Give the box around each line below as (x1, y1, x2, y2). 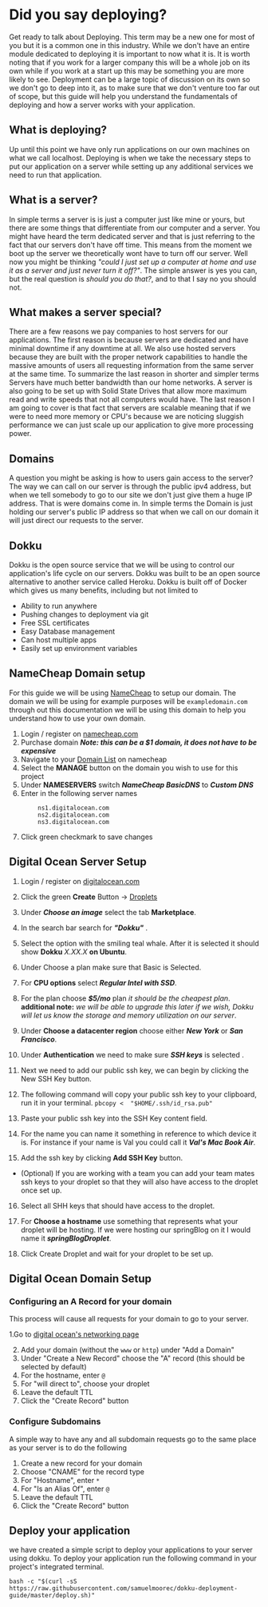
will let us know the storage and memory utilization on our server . (20, 1010, 237, 1020)
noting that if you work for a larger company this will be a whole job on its (9, 58, 250, 67)
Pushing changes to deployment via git (20, 610, 149, 619)
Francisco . (20, 1034, 57, 1044)
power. (9, 429, 32, 438)
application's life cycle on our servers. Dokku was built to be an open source (9, 569, 261, 578)
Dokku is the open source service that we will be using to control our (9, 560, 235, 570)
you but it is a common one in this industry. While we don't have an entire (9, 40, 250, 50)
